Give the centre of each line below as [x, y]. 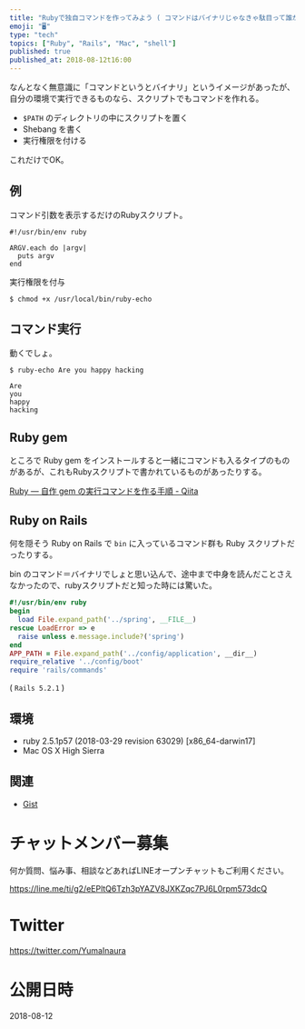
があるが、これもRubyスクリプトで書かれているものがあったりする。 [138, 472]
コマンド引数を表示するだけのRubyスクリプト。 [98, 215]
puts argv [36, 255]
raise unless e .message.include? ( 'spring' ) [101, 636]
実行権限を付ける [54, 140]
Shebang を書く [53, 129]
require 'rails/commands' [58, 670]
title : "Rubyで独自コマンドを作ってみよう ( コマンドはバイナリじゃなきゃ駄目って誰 [151, 18]
